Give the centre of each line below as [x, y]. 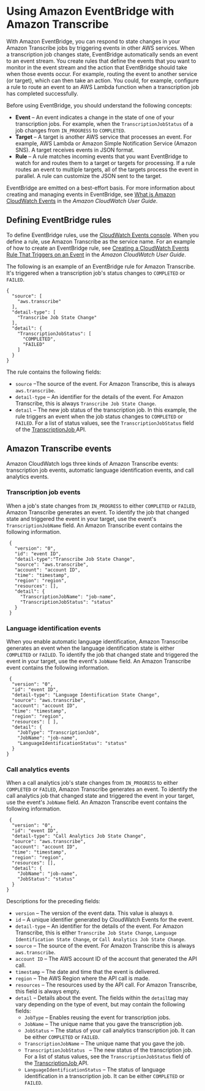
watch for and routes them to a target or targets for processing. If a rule [105, 163]
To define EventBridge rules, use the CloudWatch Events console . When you [102, 235]
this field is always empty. [48, 992]
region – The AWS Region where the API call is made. [82, 978]
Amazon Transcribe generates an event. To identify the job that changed [98, 512]
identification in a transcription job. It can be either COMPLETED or [104, 1076]
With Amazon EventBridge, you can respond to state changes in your [93, 41]
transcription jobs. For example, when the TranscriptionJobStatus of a [104, 123]
